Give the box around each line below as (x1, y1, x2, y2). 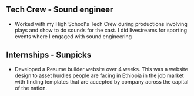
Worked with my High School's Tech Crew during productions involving (14, 20, 188, 27)
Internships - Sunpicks (6, 50, 92, 60)
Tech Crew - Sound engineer (6, 5, 113, 15)
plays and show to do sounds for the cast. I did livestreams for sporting (14, 27, 188, 34)
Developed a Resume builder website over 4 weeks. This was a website (14, 65, 188, 72)
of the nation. (14, 84, 48, 91)
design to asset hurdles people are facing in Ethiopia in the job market (14, 72, 184, 79)
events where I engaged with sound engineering (14, 32, 132, 40)
